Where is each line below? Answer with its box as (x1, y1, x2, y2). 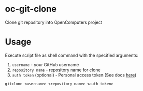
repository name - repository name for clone (12, 67, 100, 73)
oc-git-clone (5, 3, 57, 15)
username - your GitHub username (12, 61, 79, 67)
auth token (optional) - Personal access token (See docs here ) (12, 72, 137, 78)
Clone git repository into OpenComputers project (5, 19, 102, 25)
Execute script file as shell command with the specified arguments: (5, 52, 139, 58)
